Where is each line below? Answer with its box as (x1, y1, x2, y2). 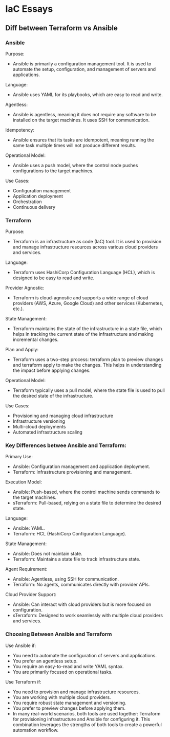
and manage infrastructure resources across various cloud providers (12, 244, 158, 250)
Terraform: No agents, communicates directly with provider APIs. (12, 582, 150, 588)
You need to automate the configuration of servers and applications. (12, 652, 157, 658)
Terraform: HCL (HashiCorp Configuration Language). (12, 531, 126, 537)
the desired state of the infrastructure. (12, 393, 94, 399)
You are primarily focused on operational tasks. (12, 669, 113, 675)
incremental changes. (12, 336, 59, 343)
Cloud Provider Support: (5, 591, 57, 598)
